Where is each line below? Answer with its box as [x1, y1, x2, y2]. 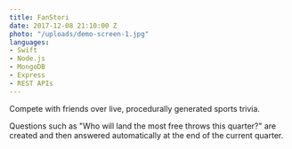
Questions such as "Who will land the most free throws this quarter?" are [9, 121, 277, 131]
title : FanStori [9, 12, 69, 22]
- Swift [9, 46, 38, 55]
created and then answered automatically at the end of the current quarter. [9, 129, 284, 140]
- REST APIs [9, 79, 53, 88]
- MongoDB [9, 63, 46, 72]
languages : [9, 37, 50, 47]
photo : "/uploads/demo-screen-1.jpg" [9, 29, 150, 38]
